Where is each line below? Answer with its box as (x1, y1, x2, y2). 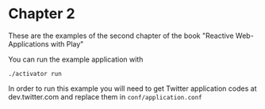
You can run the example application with (8, 54, 144, 64)
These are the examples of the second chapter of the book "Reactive (8, 31, 234, 40)
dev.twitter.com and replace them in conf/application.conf (8, 92, 202, 101)
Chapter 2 (8, 5, 75, 23)
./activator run (8, 70, 62, 77)
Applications (8, 39, 49, 48)
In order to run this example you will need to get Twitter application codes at (8, 84, 257, 93)
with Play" (50, 39, 84, 48)
